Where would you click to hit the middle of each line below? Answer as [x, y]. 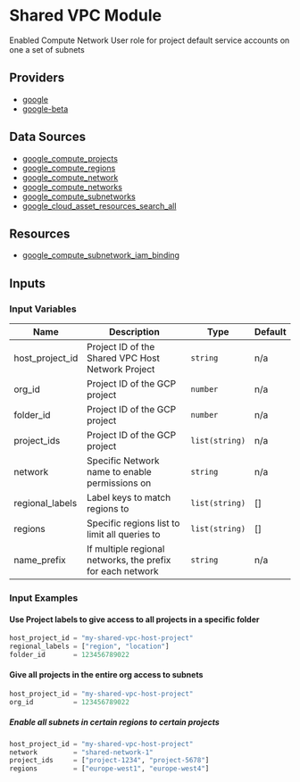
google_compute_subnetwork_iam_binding [101, 255]
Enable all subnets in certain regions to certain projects [115, 722]
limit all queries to [123, 535]
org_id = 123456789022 [69, 702]
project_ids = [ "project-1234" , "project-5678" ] [109, 761]
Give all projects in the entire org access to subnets [106, 675]
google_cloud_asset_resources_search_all [99, 205]
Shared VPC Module [86, 16]
